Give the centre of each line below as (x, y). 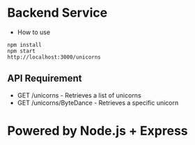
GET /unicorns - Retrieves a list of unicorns (79, 95)
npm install (24, 45)
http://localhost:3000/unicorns (54, 57)
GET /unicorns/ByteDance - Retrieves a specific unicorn (98, 102)
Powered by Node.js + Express (97, 131)
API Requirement (45, 78)
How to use (34, 32)
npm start (22, 51)
